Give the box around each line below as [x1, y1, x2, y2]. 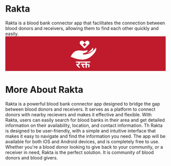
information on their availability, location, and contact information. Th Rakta [5, 122, 163, 128]
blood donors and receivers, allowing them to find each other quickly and [5, 25, 159, 31]
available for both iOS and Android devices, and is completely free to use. [5, 138, 160, 145]
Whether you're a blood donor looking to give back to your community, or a [5, 144, 163, 150]
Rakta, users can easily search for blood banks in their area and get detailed [5, 117, 165, 123]
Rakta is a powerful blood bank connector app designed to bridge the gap [5, 101, 160, 107]
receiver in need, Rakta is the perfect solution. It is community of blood [5, 149, 154, 155]
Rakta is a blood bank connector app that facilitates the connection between [5, 20, 165, 26]
